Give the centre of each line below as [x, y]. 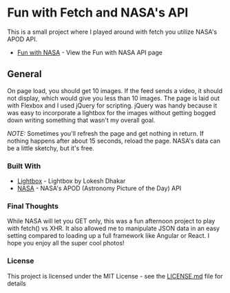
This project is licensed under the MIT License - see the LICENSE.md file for [115, 276]
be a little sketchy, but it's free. [51, 148]
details [17, 283]
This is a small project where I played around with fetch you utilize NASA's [112, 32]
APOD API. [22, 39]
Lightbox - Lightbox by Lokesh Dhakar [71, 181]
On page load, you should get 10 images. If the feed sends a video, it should [115, 90]
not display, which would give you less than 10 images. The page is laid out [114, 98]
